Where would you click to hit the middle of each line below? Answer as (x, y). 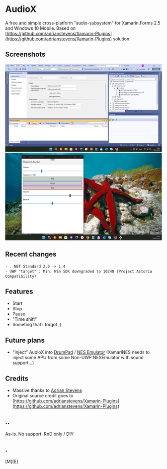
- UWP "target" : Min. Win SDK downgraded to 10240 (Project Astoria (79, 271)
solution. (122, 39)
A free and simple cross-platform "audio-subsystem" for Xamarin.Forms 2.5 (83, 23)
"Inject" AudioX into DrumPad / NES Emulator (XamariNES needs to (81, 352)
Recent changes (31, 254)
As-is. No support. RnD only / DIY (39, 434)
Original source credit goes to (43, 396)
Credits (17, 378)
